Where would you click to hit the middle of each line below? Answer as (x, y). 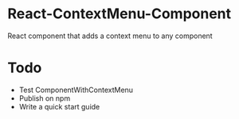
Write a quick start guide (59, 106)
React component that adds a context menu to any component (110, 36)
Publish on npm (45, 98)
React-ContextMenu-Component (119, 14)
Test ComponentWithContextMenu (76, 90)
